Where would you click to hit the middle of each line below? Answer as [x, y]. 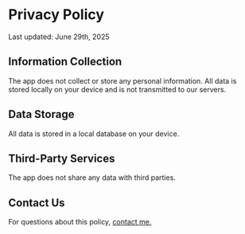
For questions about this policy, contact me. [80, 222]
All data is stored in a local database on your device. [94, 134]
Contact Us [37, 203]
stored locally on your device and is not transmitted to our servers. [117, 89]
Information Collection [65, 62]
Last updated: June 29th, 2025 [59, 37]
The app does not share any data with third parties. [92, 177]
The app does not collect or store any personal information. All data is [122, 80]
